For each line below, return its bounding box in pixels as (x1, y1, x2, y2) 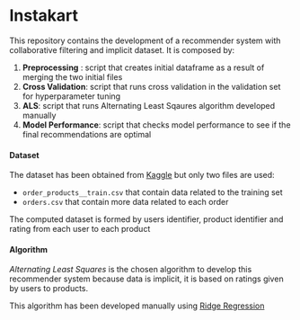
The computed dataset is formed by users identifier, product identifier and (9, 214, 284, 225)
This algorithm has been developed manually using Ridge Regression (9, 300, 265, 311)
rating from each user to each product (9, 224, 151, 235)
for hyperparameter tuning (22, 91, 121, 102)
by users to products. (9, 283, 89, 294)
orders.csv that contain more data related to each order (22, 197, 229, 208)
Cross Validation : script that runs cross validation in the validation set (22, 81, 281, 92)
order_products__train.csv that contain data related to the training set (22, 187, 283, 198)
